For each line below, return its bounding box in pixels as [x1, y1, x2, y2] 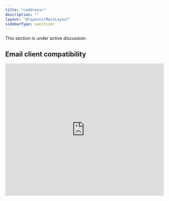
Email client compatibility [5, 50, 87, 58]
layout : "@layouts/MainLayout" [5, 17, 71, 22]
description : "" [5, 12, 39, 17]
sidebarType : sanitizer [5, 21, 55, 27]
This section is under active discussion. [5, 35, 87, 41]
